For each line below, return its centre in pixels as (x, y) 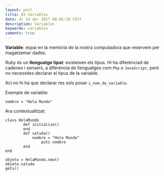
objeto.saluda (20, 164)
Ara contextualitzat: (25, 111)
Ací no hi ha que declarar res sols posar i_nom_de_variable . (66, 83)
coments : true (20, 33)
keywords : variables (27, 29)
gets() (12, 168)
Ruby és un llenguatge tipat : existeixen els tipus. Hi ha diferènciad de (77, 62)
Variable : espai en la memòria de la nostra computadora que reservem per (82, 47)
